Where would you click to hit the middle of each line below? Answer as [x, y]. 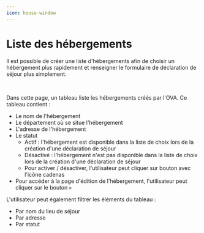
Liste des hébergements [69, 44]
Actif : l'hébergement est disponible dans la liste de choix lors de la [109, 142]
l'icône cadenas [44, 174]
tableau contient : [28, 104]
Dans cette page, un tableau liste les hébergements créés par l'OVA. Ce [97, 97]
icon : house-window [31, 13]
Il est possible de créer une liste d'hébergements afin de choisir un [91, 61]
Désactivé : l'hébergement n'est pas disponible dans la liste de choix [111, 155]
